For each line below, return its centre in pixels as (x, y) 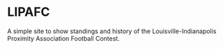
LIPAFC (29, 12)
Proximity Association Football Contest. (63, 38)
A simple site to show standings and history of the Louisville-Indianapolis (112, 31)
